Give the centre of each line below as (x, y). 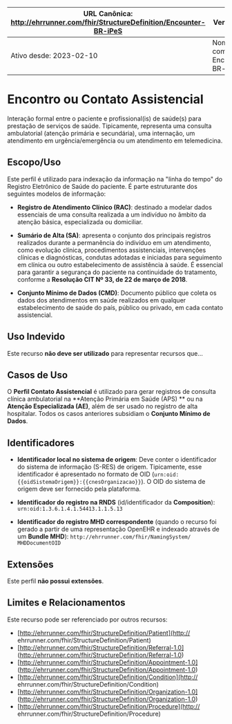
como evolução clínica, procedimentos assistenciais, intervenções (112, 250)
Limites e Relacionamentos (66, 603)
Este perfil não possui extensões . (56, 581)
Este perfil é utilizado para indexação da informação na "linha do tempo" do (115, 179)
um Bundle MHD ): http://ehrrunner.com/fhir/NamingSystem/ (104, 536)
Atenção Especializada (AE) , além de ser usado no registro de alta (103, 406)
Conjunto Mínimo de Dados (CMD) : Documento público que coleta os (117, 293)
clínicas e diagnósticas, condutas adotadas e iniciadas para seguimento (119, 257)
